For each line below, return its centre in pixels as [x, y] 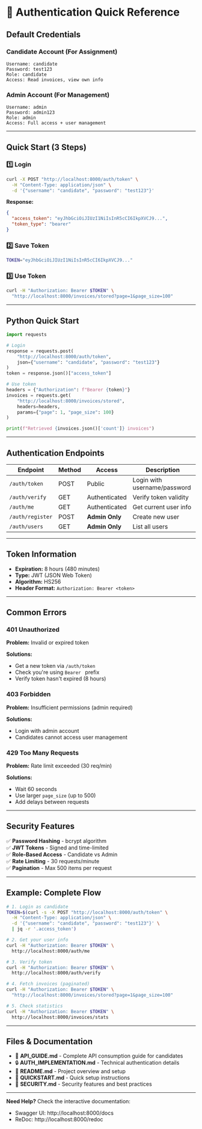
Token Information [41, 555]
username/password [162, 488]
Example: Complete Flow [54, 893]
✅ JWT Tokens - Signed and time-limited [58, 848]
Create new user [156, 516]
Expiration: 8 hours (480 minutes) [57, 569]
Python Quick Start [43, 321]
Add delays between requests [52, 802]
